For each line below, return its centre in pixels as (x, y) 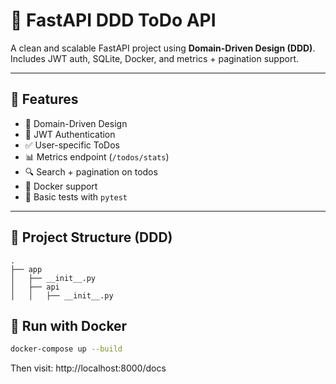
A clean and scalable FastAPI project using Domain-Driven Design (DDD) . (163, 48)
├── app (26, 269)
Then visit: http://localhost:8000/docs (88, 368)
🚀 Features (44, 99)
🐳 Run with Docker (69, 325)
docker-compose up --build (66, 349)
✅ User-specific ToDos (72, 145)
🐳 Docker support (61, 186)
